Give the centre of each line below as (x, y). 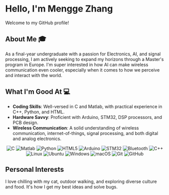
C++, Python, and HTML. (38, 112)
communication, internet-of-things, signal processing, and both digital (85, 133)
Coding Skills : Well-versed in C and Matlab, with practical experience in (87, 106)
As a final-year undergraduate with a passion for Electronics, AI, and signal (83, 54)
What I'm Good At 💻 (38, 92)
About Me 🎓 (26, 39)
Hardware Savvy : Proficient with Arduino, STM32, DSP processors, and (87, 117)
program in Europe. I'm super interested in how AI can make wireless (77, 64)
